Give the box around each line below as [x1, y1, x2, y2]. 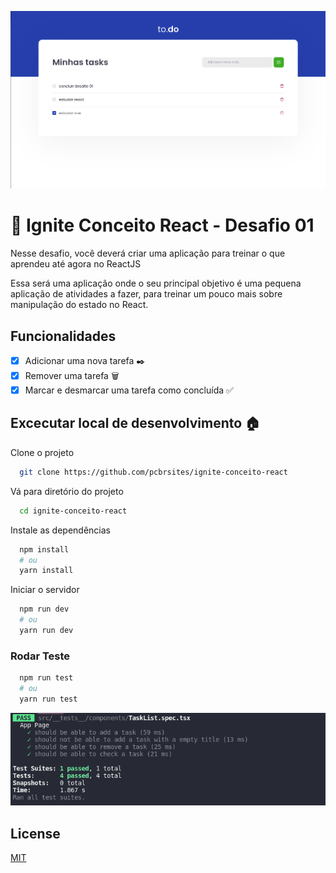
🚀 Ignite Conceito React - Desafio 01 [10, 214, 315, 237]
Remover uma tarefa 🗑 [24, 370, 120, 382]
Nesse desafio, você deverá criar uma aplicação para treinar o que [10, 247, 286, 260]
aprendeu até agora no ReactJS [10, 258, 142, 270]
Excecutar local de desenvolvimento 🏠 [10, 415, 261, 432]
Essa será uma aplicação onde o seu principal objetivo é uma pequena [10, 277, 302, 290]
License [10, 825, 61, 842]
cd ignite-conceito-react [19, 506, 128, 516]
